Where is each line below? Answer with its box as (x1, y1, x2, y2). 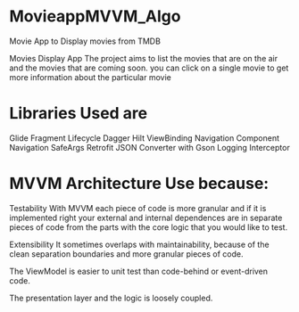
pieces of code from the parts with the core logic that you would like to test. (9, 221, 288, 233)
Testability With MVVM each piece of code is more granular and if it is (9, 202, 267, 213)
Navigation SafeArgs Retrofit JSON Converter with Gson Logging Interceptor (9, 142, 290, 152)
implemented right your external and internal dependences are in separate (9, 212, 283, 223)
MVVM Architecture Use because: (9, 174, 270, 193)
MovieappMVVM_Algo (9, 6, 181, 27)
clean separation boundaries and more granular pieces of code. (9, 248, 244, 259)
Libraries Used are (9, 103, 148, 124)
